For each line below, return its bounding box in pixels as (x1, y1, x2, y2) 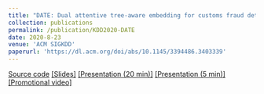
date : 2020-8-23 (8, 33, 61, 42)
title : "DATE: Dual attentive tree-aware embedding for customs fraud (8, 11, 244, 20)
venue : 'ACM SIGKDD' (8, 41, 76, 49)
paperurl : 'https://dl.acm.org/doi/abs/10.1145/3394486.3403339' (8, 48, 226, 56)
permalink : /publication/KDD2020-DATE (8, 26, 135, 34)
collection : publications (8, 19, 93, 27)
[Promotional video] (8, 78, 72, 87)
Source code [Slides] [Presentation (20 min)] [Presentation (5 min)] (8, 70, 226, 78)
